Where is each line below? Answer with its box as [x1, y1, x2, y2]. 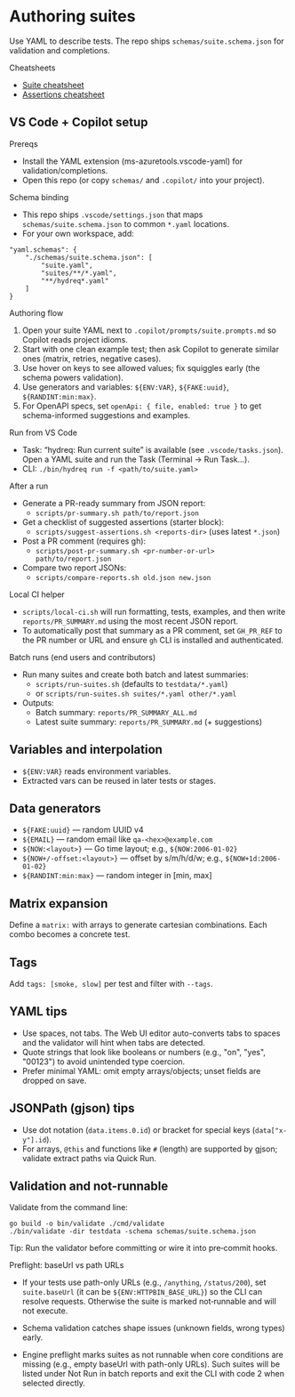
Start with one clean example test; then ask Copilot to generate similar [21, 343, 280, 354]
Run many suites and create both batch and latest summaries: [21, 669, 249, 680]
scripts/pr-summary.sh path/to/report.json [35, 509, 200, 518]
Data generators [9, 801, 101, 816]
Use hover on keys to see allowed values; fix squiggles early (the [21, 362, 260, 373]
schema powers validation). [21, 372, 124, 383]
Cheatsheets [9, 62, 56, 73]
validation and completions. [9, 44, 110, 55]
